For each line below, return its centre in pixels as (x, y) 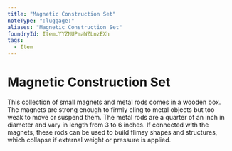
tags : (15, 41)
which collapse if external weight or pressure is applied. (89, 140)
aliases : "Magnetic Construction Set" (65, 27)
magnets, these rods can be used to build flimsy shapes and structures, (112, 132)
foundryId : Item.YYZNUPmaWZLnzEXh (59, 34)
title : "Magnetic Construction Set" (62, 14)
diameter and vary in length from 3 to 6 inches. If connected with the (108, 125)
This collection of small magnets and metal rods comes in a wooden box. (114, 102)
